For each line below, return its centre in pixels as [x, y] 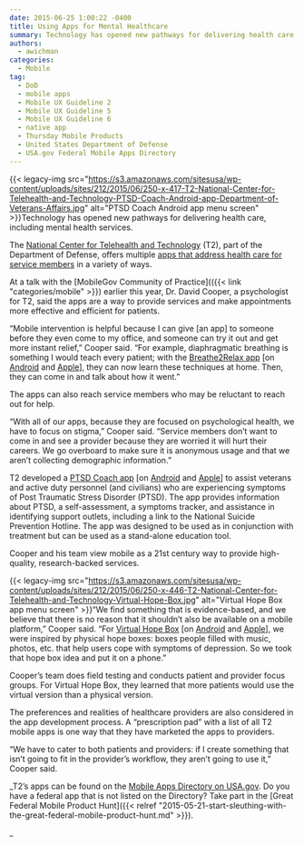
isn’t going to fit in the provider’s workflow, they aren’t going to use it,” [140, 759]
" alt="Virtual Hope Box [239, 600]
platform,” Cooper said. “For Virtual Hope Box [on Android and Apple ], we [147, 629]
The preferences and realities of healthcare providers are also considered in [152, 712]
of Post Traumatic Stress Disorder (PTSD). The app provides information [144, 497]
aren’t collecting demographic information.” [91, 460]
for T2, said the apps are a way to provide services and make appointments [151, 301]
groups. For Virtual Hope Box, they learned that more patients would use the [152, 685]
